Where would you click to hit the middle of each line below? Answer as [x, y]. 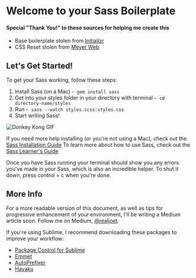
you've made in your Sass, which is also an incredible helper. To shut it [92, 169]
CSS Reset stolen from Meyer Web [57, 47]
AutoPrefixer [30, 263]
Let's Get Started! [39, 65]
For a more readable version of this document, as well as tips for [85, 208]
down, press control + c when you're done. [59, 175]
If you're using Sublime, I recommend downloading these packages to [91, 232]
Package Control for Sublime [50, 250]
